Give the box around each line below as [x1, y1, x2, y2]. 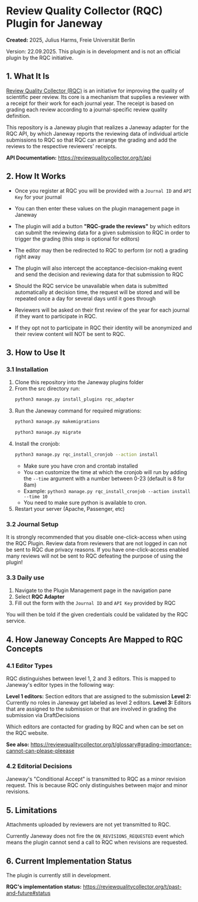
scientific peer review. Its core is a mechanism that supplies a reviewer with [6, 93, 190, 100]
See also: [6, 741, 30, 748]
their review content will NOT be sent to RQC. [14, 330, 126, 337]
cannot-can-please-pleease [6, 747, 75, 754]
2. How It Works [6, 171, 66, 181]
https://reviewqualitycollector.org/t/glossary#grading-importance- [30, 741, 192, 748]
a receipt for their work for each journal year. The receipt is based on [6, 100, 174, 107]
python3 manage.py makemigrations [14, 419, 100, 425]
